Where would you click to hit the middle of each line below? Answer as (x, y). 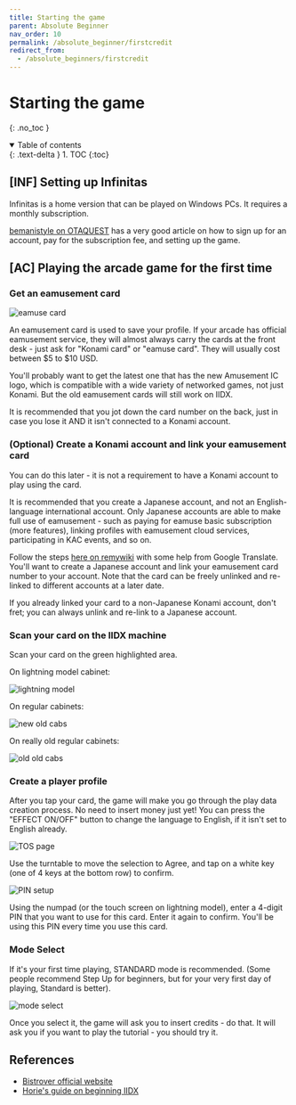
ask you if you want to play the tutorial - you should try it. (114, 1032)
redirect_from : (37, 51)
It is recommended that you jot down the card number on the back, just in (144, 412)
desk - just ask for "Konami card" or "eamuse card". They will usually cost (144, 349)
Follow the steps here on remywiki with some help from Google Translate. (144, 557)
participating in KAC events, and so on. (80, 539)
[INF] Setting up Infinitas (79, 182)
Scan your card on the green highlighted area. (93, 655)
